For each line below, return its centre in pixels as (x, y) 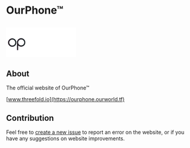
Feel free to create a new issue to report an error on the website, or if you (95, 132)
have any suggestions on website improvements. (65, 139)
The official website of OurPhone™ (48, 88)
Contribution (30, 118)
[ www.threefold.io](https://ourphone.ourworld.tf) (65, 99)
